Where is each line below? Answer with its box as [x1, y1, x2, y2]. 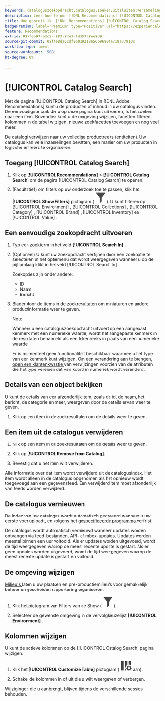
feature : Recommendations [5, 29, 58, 34]
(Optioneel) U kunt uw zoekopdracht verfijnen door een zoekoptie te [12, 251, 151, 257]
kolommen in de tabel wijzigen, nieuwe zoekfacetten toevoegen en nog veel [5, 119, 159, 125]
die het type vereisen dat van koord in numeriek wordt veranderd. [12, 366, 145, 372]
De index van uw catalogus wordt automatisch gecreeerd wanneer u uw [5, 513, 151, 519]
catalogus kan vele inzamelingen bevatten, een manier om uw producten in [5, 139, 157, 145]
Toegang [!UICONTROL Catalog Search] [5, 158, 129, 167]
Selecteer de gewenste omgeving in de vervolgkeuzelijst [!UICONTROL [12, 612, 157, 619]
